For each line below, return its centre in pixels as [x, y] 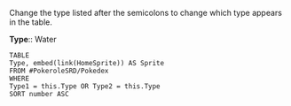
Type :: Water [33, 39]
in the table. [31, 22]
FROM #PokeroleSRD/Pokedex [59, 71]
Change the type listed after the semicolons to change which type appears [145, 13]
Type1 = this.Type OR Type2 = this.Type [85, 87]
